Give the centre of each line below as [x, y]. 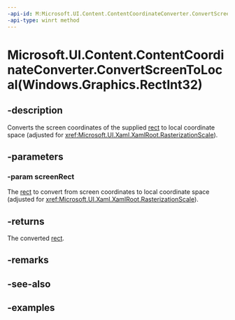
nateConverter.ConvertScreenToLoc [115, 70]
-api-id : [20, 14]
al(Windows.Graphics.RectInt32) [105, 84]
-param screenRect [41, 176]
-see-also [29, 284]
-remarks [28, 260]
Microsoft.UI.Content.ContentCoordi [116, 55]
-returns [26, 221]
